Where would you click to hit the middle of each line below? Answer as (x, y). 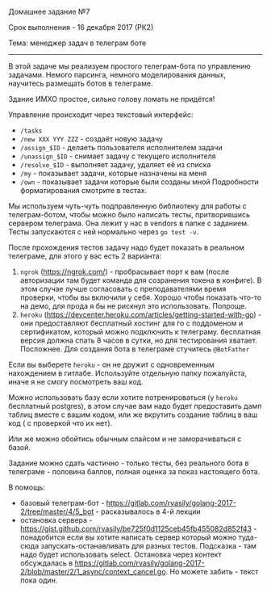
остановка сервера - (56, 520)
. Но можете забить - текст (212, 572)
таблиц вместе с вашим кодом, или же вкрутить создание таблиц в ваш (133, 414)
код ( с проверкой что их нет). (60, 423)
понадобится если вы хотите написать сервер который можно (128, 537)
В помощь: (27, 487)
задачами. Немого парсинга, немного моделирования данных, (117, 75)
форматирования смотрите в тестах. (83, 190)
